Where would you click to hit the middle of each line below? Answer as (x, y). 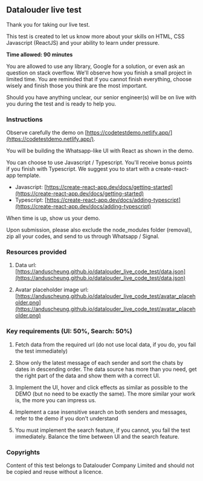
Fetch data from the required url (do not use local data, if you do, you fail (105, 344)
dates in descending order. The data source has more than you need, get (106, 369)
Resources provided (37, 252)
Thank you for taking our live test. (48, 24)
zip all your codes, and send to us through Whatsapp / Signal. (83, 236)
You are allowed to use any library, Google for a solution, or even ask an (96, 66)
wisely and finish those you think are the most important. (77, 85)
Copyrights (23, 452)
